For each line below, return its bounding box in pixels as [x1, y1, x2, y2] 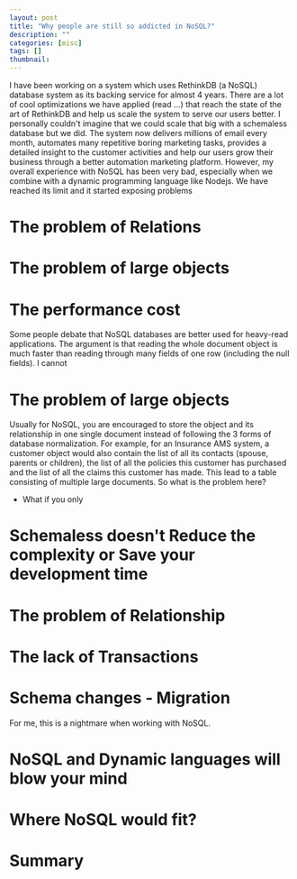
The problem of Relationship [9, 605, 226, 626]
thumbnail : [9, 55, 50, 64]
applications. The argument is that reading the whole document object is [9, 339, 278, 350]
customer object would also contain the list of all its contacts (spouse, [9, 448, 268, 459]
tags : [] [9, 47, 42, 56]
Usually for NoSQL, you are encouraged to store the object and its [9, 419, 255, 430]
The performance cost [9, 299, 181, 320]
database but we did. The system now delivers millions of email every [9, 128, 268, 138]
